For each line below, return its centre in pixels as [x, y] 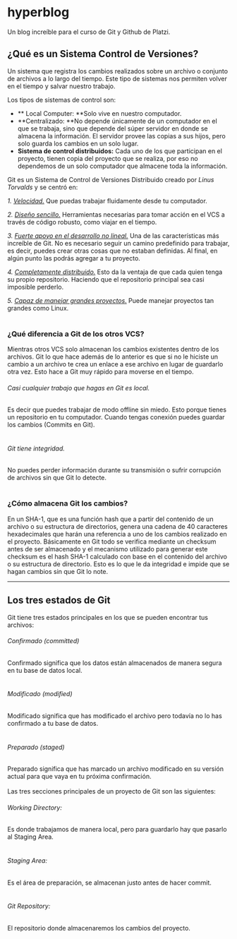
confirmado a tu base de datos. [53, 723]
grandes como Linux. [38, 308]
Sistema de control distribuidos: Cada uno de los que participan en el [120, 151]
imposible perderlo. [36, 287]
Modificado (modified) [40, 694]
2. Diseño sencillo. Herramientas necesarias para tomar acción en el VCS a [116, 214]
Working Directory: [35, 807]
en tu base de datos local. [45, 670]
